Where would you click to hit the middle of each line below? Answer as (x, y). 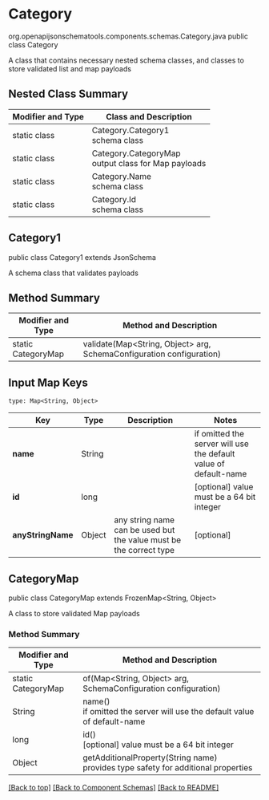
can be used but (145, 530)
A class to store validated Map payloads (74, 613)
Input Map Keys (48, 382)
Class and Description (149, 116)
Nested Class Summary (68, 94)
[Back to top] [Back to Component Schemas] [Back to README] (114, 788)
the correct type (144, 550)
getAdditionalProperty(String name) (150, 757)
